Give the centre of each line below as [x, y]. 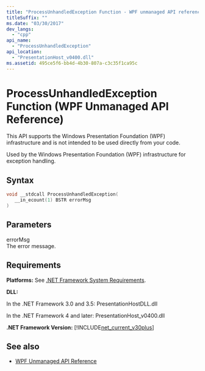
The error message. [31, 246]
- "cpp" [22, 35]
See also [23, 346]
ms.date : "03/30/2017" [35, 23]
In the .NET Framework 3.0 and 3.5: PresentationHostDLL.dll [82, 304]
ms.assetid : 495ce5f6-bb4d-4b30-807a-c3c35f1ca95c [72, 63]
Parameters [29, 225]
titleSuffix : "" [27, 18]
